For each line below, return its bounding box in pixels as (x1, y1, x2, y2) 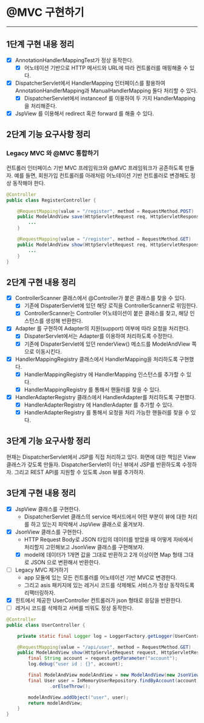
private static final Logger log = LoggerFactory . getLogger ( (17, 633, 175, 639)
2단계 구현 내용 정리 (6, 277, 76, 287)
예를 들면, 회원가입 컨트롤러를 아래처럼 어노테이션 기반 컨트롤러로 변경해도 (14, 172, 189, 179)
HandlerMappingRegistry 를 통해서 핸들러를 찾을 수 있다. (24, 386, 161, 393)
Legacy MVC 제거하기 (15, 566, 69, 573)
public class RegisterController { (6, 197, 97, 203)
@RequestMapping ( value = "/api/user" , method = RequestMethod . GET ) (17, 644, 191, 650)
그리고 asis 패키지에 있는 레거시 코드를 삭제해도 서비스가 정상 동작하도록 (24, 581, 195, 589)
